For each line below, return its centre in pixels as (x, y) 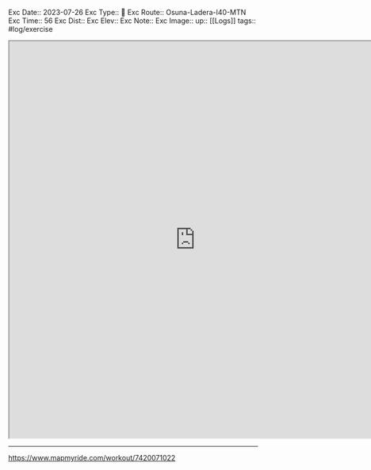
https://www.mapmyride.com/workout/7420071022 (92, 458)
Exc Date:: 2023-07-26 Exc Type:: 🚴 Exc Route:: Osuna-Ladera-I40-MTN (127, 12)
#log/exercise (31, 29)
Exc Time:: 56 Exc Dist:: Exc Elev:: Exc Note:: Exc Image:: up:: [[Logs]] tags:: (132, 21)
